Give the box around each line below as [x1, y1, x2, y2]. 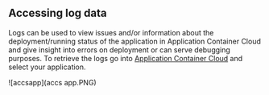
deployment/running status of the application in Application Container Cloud [8, 36, 262, 46]
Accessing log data [8, 6, 107, 20]
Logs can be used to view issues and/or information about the [8, 27, 214, 37]
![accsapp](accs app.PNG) [8, 77, 97, 87]
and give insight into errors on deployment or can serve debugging [8, 44, 231, 55]
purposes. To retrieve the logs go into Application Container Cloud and [8, 53, 243, 63]
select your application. [8, 62, 86, 72]
